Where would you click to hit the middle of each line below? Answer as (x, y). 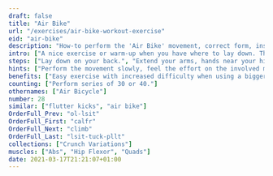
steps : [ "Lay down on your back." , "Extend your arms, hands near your (132, 62)
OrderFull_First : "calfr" (52, 122)
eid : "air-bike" (36, 39)
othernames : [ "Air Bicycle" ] (58, 91)
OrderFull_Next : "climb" (50, 129)
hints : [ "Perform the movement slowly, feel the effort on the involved (134, 69)
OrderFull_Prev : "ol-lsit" (54, 114)
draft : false (30, 16)
